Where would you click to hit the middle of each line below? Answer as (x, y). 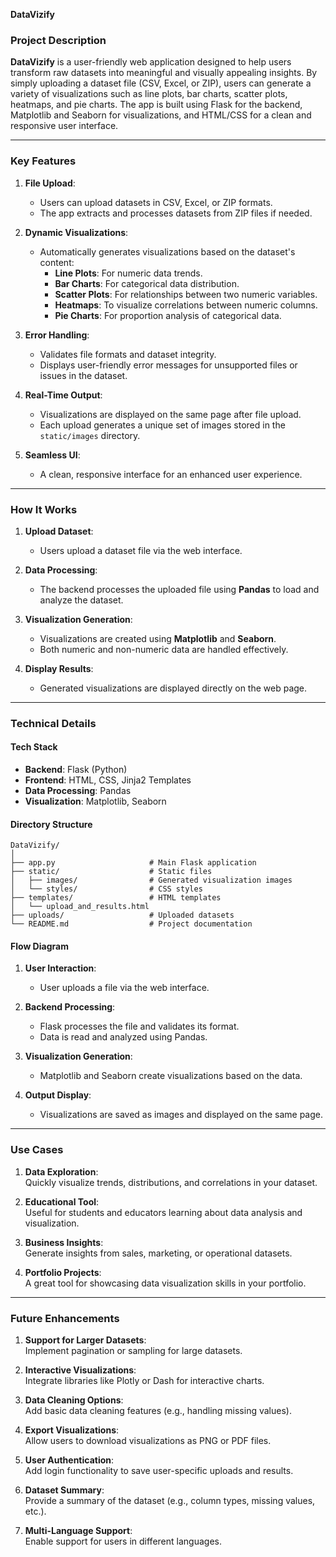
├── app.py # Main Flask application (133, 863)
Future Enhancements (65, 1318)
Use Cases (37, 1150)
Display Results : (59, 668)
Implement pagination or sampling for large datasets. (133, 1351)
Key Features (43, 161)
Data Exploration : (61, 1171)
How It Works (44, 509)
